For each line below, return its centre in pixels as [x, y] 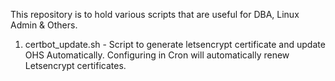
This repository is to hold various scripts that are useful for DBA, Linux [155, 14]
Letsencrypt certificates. [75, 65]
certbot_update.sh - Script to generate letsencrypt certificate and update [175, 44]
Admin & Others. [44, 25]
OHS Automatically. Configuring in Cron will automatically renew [157, 55]
